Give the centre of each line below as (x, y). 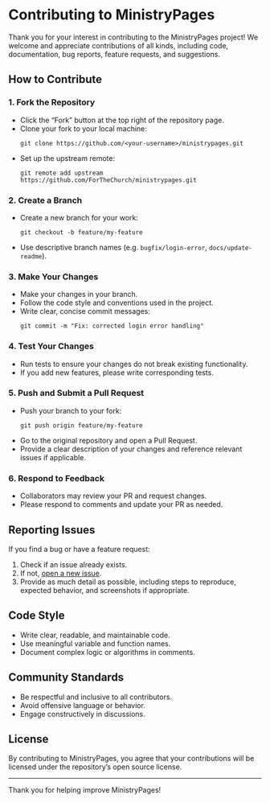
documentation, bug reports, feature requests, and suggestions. (115, 54)
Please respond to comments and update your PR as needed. (121, 504)
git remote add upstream (61, 173)
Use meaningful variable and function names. (95, 643)
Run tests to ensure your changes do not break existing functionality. (134, 364)
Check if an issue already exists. (74, 564)
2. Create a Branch (45, 200)
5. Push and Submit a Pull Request (76, 393)
